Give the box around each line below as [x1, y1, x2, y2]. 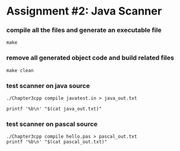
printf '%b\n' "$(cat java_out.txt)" [6, 106, 102, 112]
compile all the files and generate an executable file [6, 26, 162, 35]
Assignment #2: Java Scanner [6, 4, 162, 18]
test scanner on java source [6, 81, 90, 90]
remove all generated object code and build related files [6, 53, 175, 62]
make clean [6, 67, 34, 73]
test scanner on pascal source [6, 120, 98, 128]
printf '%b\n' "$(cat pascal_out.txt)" [6, 139, 108, 145]
